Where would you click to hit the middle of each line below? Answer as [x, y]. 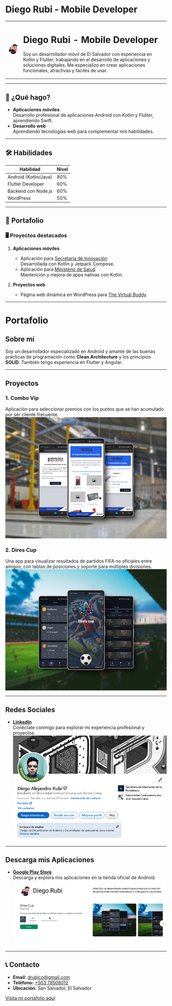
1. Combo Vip [22, 398]
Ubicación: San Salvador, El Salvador [52, 988]
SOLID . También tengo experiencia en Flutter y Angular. [64, 362]
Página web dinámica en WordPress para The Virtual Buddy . [84, 295]
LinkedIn [22, 722]
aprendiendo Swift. [33, 120]
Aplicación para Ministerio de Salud [58, 269]
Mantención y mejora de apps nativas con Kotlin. [72, 275]
